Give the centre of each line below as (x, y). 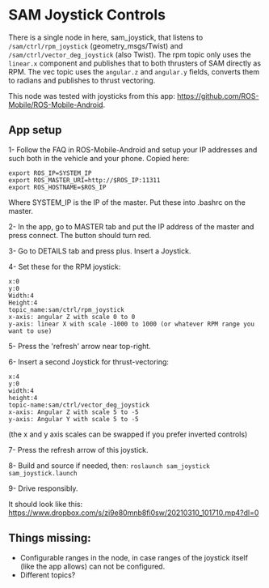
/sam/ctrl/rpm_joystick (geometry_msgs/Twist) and (96, 45)
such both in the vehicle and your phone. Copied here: (99, 158)
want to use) (30, 331)
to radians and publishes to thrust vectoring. (82, 80)
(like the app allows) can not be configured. (92, 566)
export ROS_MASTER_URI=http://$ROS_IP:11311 (84, 180)
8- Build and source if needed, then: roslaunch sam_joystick (109, 465)
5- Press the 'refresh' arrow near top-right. (80, 346)
